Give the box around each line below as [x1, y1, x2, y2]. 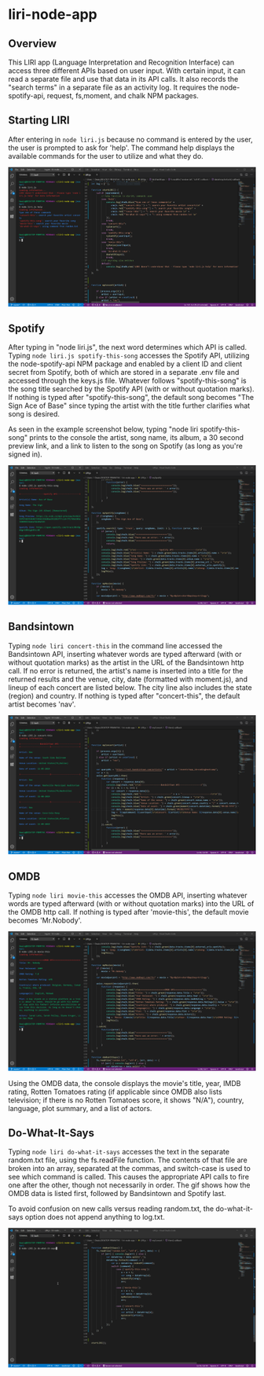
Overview [8, 37, 57, 50]
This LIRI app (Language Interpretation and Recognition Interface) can [8, 57, 234, 67]
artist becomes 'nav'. [8, 699, 76, 709]
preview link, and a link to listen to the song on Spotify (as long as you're [8, 442, 244, 451]
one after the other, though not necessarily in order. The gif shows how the [8, 1180, 251, 1190]
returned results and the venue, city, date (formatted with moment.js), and [8, 674, 247, 684]
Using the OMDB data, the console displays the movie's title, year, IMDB [8, 1078, 241, 1088]
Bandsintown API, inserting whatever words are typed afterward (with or [8, 649, 242, 659]
